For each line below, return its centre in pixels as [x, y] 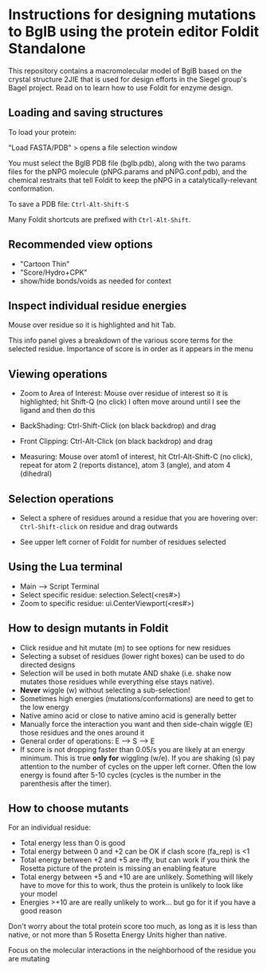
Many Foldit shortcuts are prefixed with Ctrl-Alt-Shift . [100, 219]
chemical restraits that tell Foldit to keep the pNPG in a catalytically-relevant [133, 180]
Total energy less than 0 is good [73, 843]
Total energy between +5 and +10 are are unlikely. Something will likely [136, 877]
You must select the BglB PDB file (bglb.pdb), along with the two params [127, 163]
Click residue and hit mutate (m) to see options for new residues [125, 648]
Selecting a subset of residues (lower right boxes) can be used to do [132, 656]
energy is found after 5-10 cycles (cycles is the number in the [120, 775]
